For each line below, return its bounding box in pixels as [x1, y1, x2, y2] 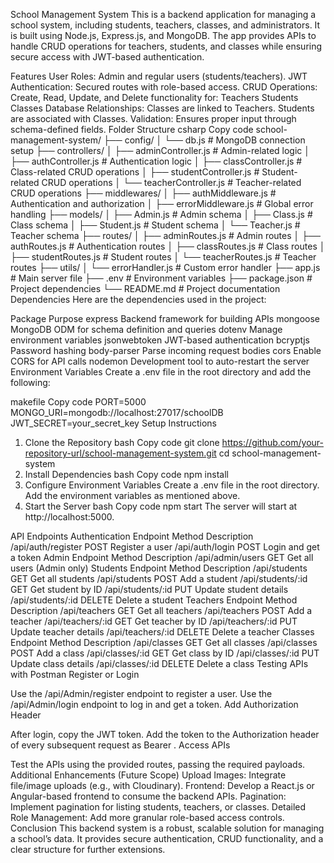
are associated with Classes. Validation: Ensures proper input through [10, 113, 297, 124]
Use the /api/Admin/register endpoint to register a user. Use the [10, 688, 273, 699]
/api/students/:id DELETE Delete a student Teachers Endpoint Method [10, 594, 298, 606]
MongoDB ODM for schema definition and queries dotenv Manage [10, 324, 283, 335]
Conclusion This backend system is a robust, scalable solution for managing [10, 822, 325, 834]
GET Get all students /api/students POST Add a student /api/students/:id [10, 573, 308, 584]
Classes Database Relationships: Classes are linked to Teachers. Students [10, 102, 315, 114]
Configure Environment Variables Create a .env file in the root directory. [24, 479, 320, 491]
